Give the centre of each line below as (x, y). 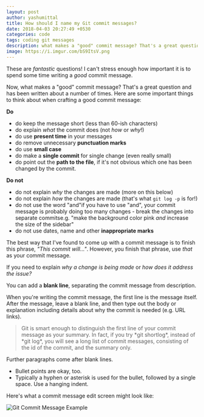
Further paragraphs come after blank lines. (60, 359)
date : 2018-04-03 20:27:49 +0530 (49, 29)
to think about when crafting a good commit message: (74, 100)
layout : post (23, 12)
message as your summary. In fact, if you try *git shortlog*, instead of (108, 334)
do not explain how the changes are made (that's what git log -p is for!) (106, 198)
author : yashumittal (32, 18)
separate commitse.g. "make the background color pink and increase (102, 218)
